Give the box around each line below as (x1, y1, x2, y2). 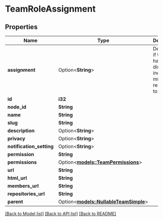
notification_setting (7, 143, 54, 150)
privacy (7, 135, 26, 142)
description (7, 127, 35, 134)
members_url (7, 183, 39, 189)
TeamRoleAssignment (5, 3, 96, 15)
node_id (7, 103, 27, 110)
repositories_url (7, 190, 45, 197)
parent (7, 198, 23, 205)
